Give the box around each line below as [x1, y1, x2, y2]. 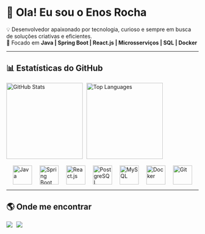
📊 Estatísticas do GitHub [6, 63, 103, 74]
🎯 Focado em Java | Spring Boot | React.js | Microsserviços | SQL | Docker [6, 39, 197, 46]
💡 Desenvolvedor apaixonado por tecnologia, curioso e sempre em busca [6, 26, 192, 33]
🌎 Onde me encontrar [6, 202, 92, 212]
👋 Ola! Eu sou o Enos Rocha [6, 5, 147, 19]
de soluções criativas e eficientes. [6, 32, 93, 40]
